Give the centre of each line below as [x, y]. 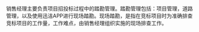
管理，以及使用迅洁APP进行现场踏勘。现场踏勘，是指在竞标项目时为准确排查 [99, 16]
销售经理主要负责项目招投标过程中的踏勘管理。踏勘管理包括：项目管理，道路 [99, 8]
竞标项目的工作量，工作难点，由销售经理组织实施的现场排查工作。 [86, 23]
